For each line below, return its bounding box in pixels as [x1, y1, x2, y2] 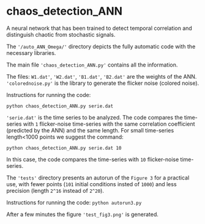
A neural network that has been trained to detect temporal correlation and [6, 24, 193, 32]
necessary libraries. [6, 49, 56, 56]
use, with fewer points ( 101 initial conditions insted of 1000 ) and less [6, 180, 177, 187]
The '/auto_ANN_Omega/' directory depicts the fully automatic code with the [6, 43, 196, 50]
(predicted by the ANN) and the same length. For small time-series [6, 126, 174, 134]
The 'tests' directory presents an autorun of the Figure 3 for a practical [6, 174, 190, 181]
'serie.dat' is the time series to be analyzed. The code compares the [6, 114, 183, 121]
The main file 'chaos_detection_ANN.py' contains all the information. [6, 61, 178, 68]
